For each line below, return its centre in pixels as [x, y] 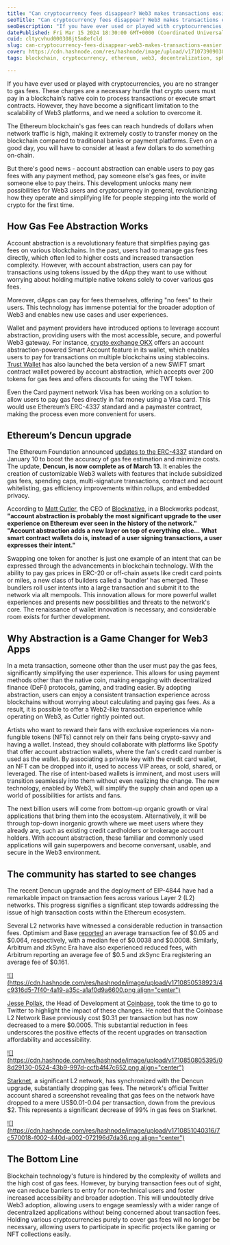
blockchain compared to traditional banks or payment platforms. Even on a [112, 141]
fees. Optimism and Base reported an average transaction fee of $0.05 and [113, 933]
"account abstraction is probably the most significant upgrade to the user [114, 516]
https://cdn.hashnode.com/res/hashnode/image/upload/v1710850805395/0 [116, 1060]
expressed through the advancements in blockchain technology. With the [110, 566]
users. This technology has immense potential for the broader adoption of [111, 307]
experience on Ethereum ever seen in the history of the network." [102, 523]
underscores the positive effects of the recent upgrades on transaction [107, 1032]
